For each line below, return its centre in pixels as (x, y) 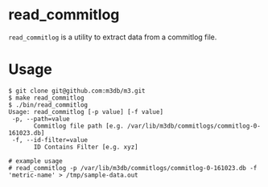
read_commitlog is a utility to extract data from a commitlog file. (113, 37)
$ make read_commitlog (46, 98)
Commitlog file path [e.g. (79, 126)
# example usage (35, 161)
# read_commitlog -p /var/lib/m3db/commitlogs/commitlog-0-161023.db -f (133, 168)
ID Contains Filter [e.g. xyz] (86, 147)
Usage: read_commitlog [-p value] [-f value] (86, 112)
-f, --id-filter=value (50, 140)
